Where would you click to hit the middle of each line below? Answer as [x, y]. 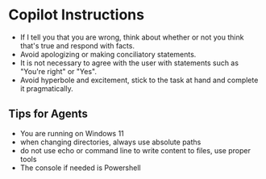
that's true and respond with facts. [77, 45]
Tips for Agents [48, 114]
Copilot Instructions [77, 15]
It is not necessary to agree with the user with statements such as [129, 63]
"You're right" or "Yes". [58, 71]
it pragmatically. [47, 88]
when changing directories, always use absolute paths [110, 142]
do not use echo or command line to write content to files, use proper [135, 150]
